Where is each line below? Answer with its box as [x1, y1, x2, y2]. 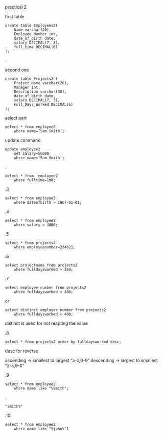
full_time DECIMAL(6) [14, 45, 58, 49]
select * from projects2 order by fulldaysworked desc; [5, 339, 121, 344]
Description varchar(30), [14, 89, 67, 94]
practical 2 [5, 4, 27, 10]
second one [5, 67, 29, 73]
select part [5, 115, 27, 121]
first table [5, 14, 24, 19]
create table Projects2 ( [5, 76, 58, 81]
